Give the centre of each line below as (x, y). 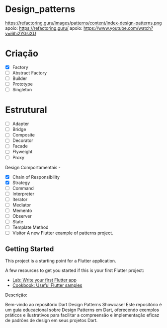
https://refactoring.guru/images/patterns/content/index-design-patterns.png (83, 23)
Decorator (23, 140)
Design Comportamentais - (33, 167)
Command (23, 188)
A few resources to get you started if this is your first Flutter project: (75, 270)
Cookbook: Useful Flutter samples (47, 285)
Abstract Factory (30, 72)
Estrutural (26, 110)
